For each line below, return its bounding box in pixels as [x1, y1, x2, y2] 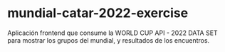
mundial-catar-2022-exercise [7, 5, 189, 21]
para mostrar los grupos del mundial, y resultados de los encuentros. [7, 36, 210, 44]
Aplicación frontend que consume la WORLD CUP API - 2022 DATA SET [7, 28, 219, 37]
